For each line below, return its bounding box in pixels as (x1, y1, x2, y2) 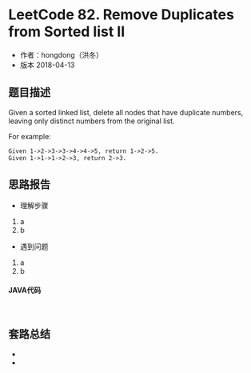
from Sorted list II (8, 22, 125, 41)
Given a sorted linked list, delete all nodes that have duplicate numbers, (8, 107, 244, 117)
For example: (8, 131, 52, 141)
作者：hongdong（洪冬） (19, 50, 104, 59)
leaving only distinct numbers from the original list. (8, 116, 175, 126)
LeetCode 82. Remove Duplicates (8, 6, 234, 24)
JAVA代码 (8, 286, 42, 295)
